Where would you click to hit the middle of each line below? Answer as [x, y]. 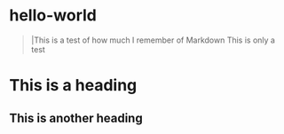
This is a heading [73, 86]
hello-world [53, 16]
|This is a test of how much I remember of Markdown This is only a [153, 40]
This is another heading [76, 118]
